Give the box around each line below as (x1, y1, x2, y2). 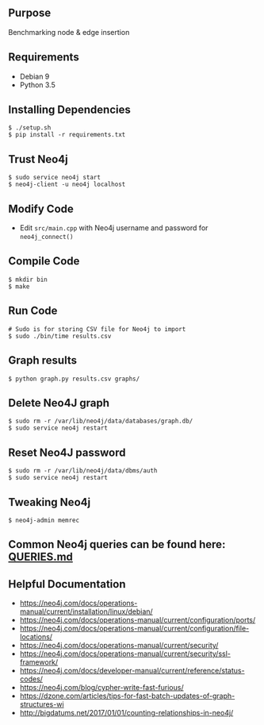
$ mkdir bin (8, 276, 48, 283)
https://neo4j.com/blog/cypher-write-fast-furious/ (19, 683, 184, 692)
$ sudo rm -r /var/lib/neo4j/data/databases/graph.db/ (8, 417, 193, 426)
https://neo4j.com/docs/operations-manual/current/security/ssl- (19, 649, 231, 658)
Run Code (8, 304, 58, 318)
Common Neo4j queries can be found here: (8, 538, 226, 551)
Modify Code (8, 202, 74, 215)
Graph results (8, 353, 78, 368)
